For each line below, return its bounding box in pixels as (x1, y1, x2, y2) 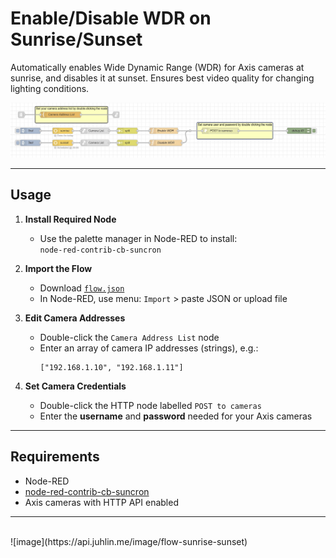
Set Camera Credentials (24, 380, 127, 392)
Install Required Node (24, 213, 117, 225)
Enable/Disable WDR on (10, 7, 212, 30)
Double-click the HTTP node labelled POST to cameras (39, 399, 262, 411)
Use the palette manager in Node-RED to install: (39, 232, 238, 244)
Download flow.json (39, 282, 125, 294)
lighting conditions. (10, 82, 90, 94)
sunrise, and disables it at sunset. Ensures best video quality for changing (10, 72, 315, 84)
